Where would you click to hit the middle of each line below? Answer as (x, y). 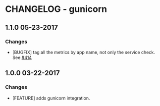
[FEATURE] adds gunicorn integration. (51, 98)
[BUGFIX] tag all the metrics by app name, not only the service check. (83, 52)
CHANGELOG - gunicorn (56, 9)
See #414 (22, 57)
